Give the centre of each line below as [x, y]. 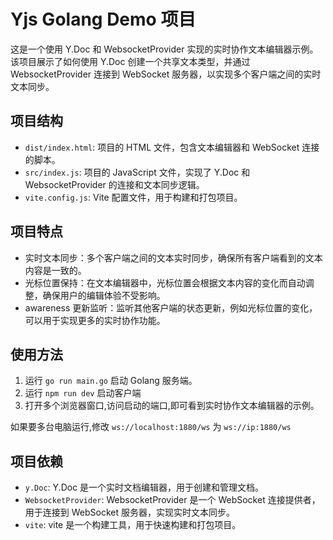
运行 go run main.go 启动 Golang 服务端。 [111, 381]
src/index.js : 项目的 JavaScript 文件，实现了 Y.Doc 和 [137, 172]
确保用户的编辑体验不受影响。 [104, 295]
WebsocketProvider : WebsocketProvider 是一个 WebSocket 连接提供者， [172, 500]
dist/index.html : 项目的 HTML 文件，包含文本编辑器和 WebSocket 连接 [172, 147]
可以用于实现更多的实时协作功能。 [95, 320]
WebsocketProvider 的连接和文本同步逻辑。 [114, 184]
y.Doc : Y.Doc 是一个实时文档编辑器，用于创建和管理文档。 [144, 487]
